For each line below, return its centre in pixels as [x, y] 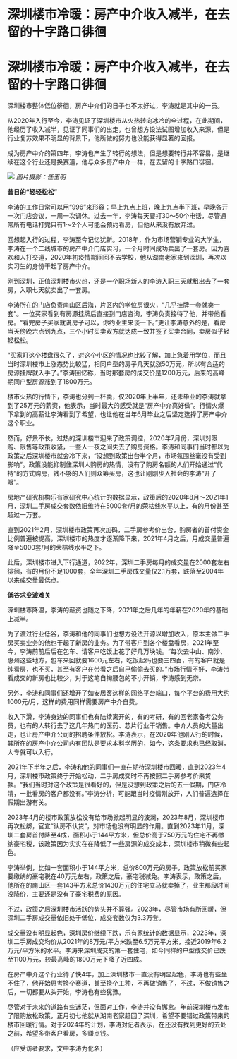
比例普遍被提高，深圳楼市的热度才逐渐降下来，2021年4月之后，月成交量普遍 [118, 539]
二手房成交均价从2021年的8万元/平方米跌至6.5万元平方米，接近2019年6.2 [120, 942]
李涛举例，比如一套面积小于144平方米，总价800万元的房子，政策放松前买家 [117, 868]
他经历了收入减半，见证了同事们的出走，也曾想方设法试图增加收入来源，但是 [119, 129]
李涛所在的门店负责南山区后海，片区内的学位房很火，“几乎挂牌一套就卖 [111, 305]
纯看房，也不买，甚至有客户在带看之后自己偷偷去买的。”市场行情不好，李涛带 [119, 669]
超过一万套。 [26, 515]
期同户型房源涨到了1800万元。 [52, 382]
